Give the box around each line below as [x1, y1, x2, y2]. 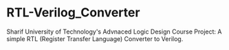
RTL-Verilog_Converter [6, 5, 140, 21]
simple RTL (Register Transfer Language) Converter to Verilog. [6, 34, 184, 42]
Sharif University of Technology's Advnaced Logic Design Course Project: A [6, 27, 222, 36]
